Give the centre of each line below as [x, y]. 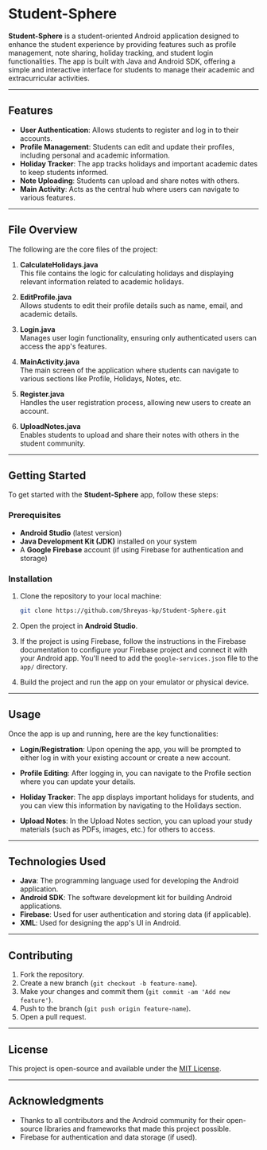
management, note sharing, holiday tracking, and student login [111, 53]
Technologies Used [57, 862]
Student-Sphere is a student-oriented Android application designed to [124, 36]
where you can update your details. [77, 782]
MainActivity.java [50, 361]
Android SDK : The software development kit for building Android [126, 898]
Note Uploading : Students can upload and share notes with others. [130, 181]
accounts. [36, 138]
